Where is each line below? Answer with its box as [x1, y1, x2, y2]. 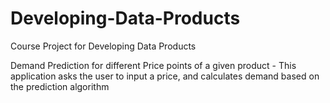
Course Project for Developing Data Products [10, 40, 197, 52]
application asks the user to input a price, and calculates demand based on [10, 70, 320, 82]
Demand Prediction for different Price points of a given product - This [10, 59, 297, 71]
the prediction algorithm [10, 80, 110, 92]
